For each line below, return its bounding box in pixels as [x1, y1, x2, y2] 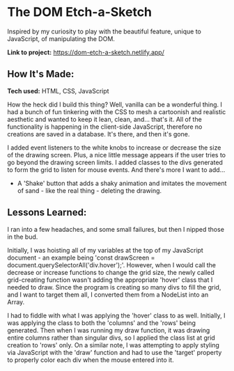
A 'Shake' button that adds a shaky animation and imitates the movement [17, 179, 227, 187]
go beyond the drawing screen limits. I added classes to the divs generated [7, 158, 223, 166]
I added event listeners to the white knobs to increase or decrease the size [7, 143, 221, 152]
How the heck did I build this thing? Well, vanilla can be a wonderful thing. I [7, 100, 223, 109]
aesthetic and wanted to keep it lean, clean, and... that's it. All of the [7, 115, 202, 123]
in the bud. [7, 232, 38, 241]
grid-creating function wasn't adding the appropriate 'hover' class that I [7, 276, 213, 284]
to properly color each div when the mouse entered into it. [7, 356, 174, 364]
